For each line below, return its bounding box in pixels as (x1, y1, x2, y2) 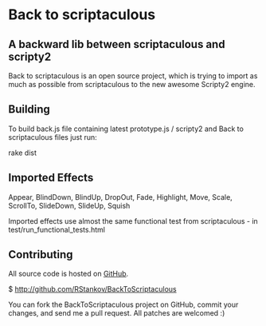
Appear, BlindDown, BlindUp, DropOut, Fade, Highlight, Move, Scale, (8, 192, 233, 201)
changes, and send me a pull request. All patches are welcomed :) (8, 308, 225, 318)
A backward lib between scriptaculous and (8, 38, 225, 51)
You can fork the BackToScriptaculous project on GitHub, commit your (8, 300, 239, 309)
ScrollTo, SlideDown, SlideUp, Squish (8, 201, 131, 210)
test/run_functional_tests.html (8, 225, 106, 234)
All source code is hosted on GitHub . (8, 269, 129, 279)
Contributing (8, 248, 73, 261)
